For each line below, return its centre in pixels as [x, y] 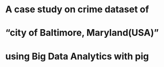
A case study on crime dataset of [77, 9]
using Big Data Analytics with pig [77, 56]
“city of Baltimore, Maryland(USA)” [82, 33]
